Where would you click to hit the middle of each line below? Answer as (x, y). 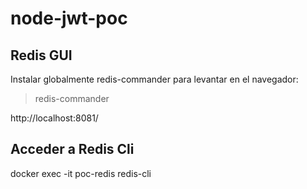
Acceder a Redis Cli (72, 149)
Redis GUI (41, 55)
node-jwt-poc (69, 18)
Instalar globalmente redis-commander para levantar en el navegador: (154, 79)
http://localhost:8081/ (54, 118)
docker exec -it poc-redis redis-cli (81, 173)
